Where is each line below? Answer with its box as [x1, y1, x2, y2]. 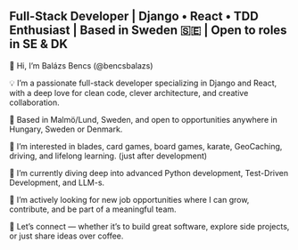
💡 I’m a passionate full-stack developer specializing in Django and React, [9, 77, 277, 88]
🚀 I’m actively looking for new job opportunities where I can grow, [9, 194, 250, 205]
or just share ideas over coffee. [9, 230, 124, 241]
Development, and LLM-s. [9, 177, 105, 188]
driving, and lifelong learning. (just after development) [9, 150, 208, 161]
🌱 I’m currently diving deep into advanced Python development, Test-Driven [9, 167, 288, 178]
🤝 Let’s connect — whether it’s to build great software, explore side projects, [9, 221, 290, 231]
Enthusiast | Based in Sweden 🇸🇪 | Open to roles [9, 23, 287, 38]
